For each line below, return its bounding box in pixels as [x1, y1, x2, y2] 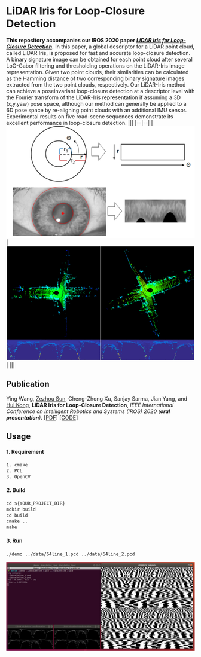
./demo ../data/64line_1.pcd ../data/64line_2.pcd [6, 551, 135, 557]
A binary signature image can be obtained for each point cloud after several [6, 56, 193, 63]
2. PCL [6, 468, 23, 474]
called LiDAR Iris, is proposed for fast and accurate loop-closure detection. [6, 49, 191, 56]
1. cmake [6, 462, 28, 468]
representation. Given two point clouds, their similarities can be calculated [6, 68, 189, 75]
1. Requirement [6, 448, 44, 455]
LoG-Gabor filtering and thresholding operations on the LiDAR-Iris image [6, 62, 185, 69]
